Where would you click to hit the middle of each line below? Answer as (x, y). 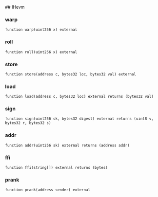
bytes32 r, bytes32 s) (28, 123)
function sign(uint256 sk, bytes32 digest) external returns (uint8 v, (79, 119)
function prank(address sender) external (48, 190)
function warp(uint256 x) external (41, 30)
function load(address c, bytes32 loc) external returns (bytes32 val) (79, 97)
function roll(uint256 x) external (41, 52)
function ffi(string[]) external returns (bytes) (57, 168)
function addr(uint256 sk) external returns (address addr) (68, 145)
